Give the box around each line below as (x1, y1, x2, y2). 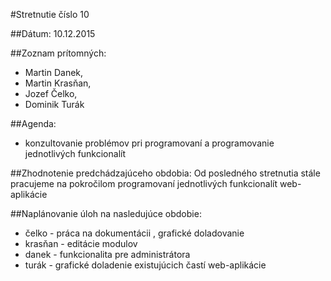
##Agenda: (10, 118, 57, 129)
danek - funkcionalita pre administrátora (24, 249, 191, 260)
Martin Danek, (24, 67, 84, 78)
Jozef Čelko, (24, 88, 78, 99)
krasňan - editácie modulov (24, 238, 138, 249)
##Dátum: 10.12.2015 (10, 28, 96, 39)
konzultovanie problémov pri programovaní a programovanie (24, 137, 275, 149)
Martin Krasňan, (24, 77, 92, 89)
